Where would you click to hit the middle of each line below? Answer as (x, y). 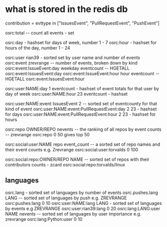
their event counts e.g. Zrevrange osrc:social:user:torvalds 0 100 (72, 149)
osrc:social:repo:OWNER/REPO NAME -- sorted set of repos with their (77, 159)
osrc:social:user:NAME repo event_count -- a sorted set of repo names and (83, 144)
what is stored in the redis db (66, 9)
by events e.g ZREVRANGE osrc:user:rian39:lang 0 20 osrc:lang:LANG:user (83, 208)
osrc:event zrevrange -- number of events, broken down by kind (71, 63)
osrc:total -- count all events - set (40, 33)
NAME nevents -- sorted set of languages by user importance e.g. (73, 213)
